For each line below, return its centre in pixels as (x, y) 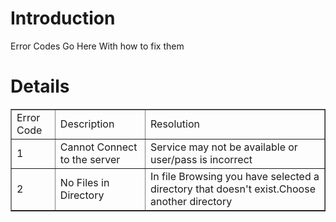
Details (40, 86)
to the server (90, 159)
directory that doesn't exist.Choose (233, 189)
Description (87, 124)
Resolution (175, 124)
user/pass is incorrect (201, 159)
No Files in (84, 182)
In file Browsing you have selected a (235, 176)
